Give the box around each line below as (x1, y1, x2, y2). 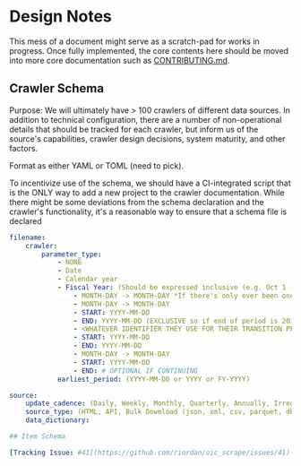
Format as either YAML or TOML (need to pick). (9, 160, 185, 171)
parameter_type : (41, 249, 102, 259)
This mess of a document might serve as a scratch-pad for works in (9, 36, 260, 47)
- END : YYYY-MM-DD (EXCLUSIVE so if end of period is (73, 316, 279, 325)
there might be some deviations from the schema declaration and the (9, 196, 264, 207)
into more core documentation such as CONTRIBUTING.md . (9, 55, 230, 65)
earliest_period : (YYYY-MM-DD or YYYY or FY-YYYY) (56, 375, 251, 384)
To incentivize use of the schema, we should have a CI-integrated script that (9, 177, 291, 188)
